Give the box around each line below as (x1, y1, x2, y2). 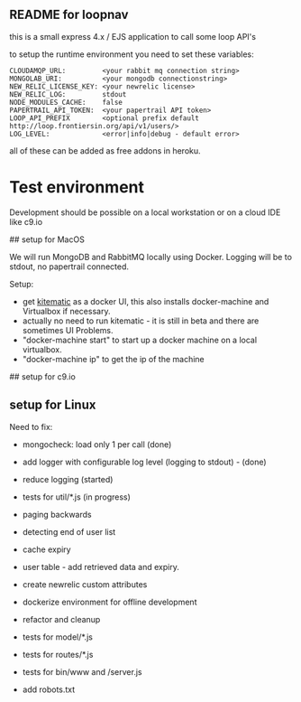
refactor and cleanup (22, 613, 101, 624)
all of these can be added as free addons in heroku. (9, 145, 201, 156)
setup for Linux (9, 398, 96, 413)
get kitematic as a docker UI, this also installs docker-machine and (22, 295, 269, 306)
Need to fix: (9, 421, 53, 432)
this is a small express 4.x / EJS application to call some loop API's (9, 31, 257, 42)
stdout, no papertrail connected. (9, 261, 129, 272)
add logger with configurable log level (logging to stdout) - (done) (22, 456, 268, 467)
